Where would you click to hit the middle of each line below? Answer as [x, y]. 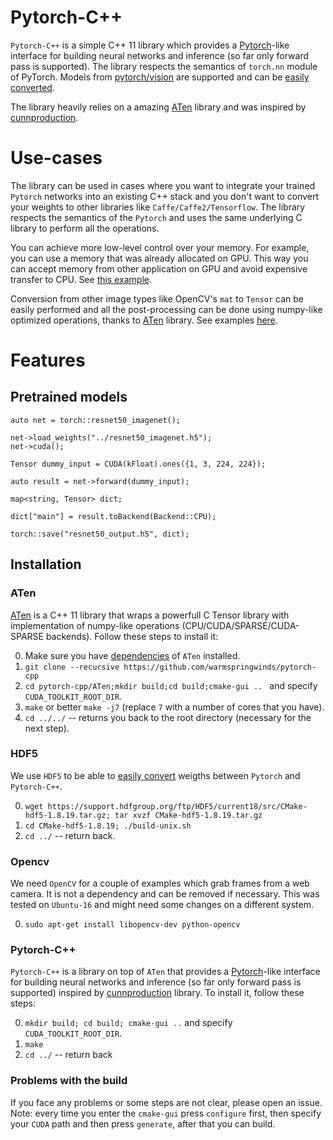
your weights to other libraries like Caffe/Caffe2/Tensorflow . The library [158, 207]
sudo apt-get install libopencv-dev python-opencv [132, 925]
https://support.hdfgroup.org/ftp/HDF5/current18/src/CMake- [177, 806]
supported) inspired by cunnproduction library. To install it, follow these [157, 993]
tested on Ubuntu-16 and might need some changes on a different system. [162, 905]
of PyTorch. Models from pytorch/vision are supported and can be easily [160, 77]
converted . [32, 87]
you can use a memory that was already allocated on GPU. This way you [159, 258]
